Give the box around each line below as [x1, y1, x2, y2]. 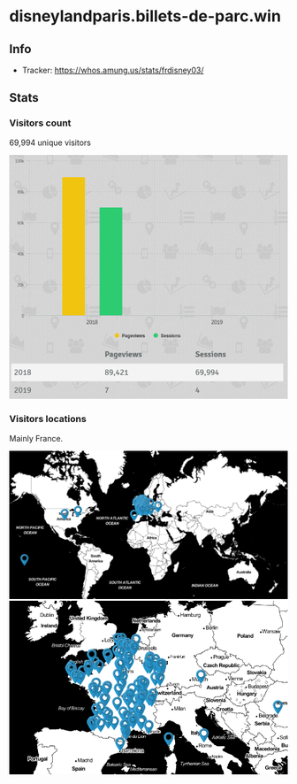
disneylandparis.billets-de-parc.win [9, 6, 281, 27]
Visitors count [9, 117, 72, 129]
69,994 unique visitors [9, 137, 91, 148]
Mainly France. [9, 433, 64, 443]
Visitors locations [9, 413, 87, 426]
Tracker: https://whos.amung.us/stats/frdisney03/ [21, 65, 204, 75]
